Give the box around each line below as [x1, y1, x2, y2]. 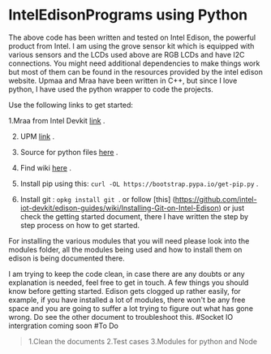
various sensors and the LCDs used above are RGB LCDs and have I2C [8, 50, 245, 59]
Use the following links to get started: [8, 100, 134, 110]
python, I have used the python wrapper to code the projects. [8, 84, 213, 94]
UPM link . [19, 132, 55, 141]
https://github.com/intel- [174, 194, 257, 204]
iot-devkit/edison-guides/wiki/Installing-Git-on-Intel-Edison [19, 203, 219, 213]
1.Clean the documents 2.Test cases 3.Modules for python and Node [28, 336, 258, 346]
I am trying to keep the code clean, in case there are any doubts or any [8, 269, 245, 278]
